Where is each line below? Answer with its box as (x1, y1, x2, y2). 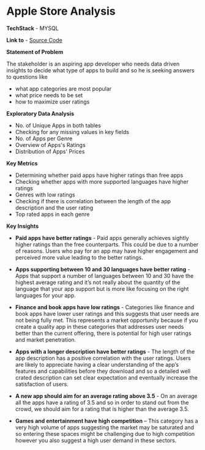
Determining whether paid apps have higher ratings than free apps (15, 171, 184, 179)
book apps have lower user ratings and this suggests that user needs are (15, 310, 199, 317)
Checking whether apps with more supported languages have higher (15, 178, 188, 185)
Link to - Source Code (6, 36, 62, 43)
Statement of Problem (6, 48, 64, 56)
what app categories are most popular (15, 84, 112, 92)
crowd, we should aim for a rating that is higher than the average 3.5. (15, 405, 189, 413)
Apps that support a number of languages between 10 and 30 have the (15, 272, 194, 279)
